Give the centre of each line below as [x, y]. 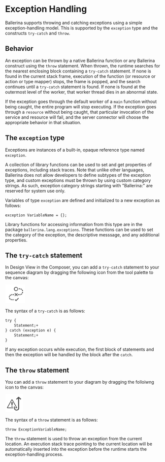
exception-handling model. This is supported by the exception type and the [82, 28]
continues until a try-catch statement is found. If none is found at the [75, 87]
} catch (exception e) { [31, 330]
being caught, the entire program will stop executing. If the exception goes [81, 106]
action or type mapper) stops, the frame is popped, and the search [73, 81]
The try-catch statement [44, 255]
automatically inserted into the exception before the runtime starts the [76, 449]
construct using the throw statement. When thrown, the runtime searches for [83, 66]
